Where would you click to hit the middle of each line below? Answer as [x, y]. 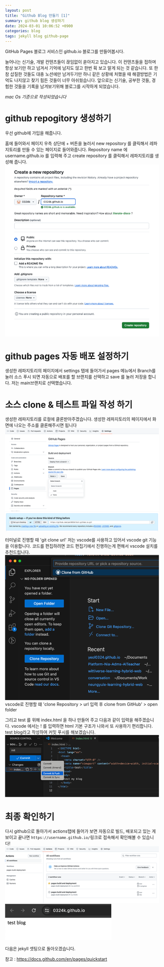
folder [11, 710]
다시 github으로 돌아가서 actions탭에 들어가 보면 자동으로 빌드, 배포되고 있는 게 [81, 831]
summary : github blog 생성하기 [35, 21]
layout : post [18, 10]
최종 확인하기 [30, 817]
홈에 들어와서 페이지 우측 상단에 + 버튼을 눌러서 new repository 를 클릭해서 [77, 143]
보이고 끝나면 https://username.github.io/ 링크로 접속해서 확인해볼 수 [73, 837]
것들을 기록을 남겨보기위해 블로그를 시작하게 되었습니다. [67, 86]
